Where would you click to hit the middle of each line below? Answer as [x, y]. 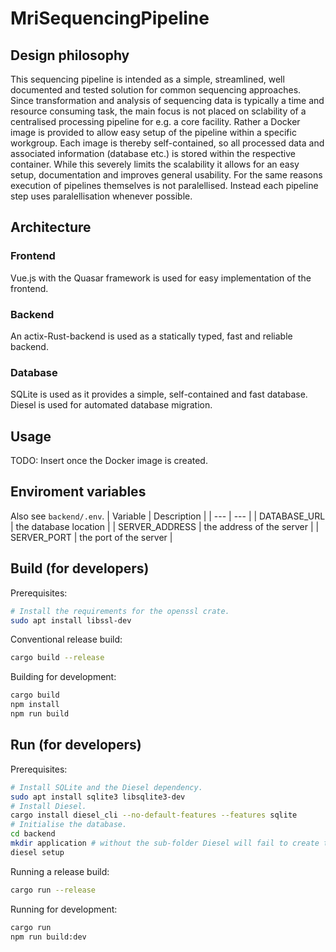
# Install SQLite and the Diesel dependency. [106, 787]
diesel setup [37, 852]
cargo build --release [57, 658]
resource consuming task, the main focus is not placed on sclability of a [158, 111]
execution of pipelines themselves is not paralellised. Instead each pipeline [164, 185]
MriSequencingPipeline [110, 18]
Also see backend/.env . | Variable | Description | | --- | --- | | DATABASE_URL [168, 516]
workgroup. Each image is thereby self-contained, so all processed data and [167, 143]
